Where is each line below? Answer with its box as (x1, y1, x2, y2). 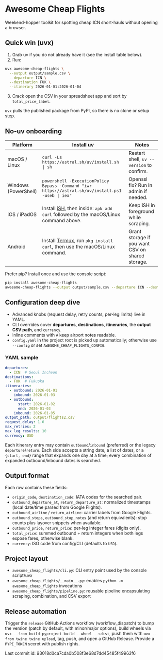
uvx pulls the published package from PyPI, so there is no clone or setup (5, 108, 149, 114)
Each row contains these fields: (5, 484, 68, 490)
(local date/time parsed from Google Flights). (12, 504, 102, 510)
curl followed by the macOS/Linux (42, 211, 120, 217)
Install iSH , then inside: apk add (42, 205, 113, 212)
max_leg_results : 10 (5, 429, 47, 434)
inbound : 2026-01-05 (14, 410, 55, 415)
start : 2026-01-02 (17, 401, 55, 407)
